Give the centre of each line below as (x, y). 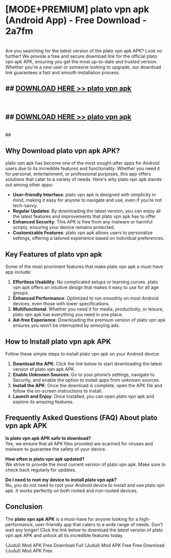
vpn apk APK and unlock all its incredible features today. (65, 535)
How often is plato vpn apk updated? (45, 459)
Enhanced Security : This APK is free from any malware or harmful (83, 222)
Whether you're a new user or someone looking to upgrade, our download (83, 67)
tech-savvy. (25, 206)
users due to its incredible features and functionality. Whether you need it (82, 169)
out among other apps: (29, 185)
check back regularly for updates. (41, 470)
